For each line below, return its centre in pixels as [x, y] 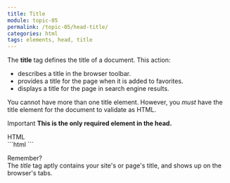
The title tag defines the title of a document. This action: [89, 60]
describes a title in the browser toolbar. [74, 74]
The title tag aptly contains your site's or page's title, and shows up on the [115, 165]
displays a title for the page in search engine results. [93, 89]
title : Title [26, 14]
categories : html [33, 33]
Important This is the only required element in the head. [90, 123]
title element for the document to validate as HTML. [82, 110]
